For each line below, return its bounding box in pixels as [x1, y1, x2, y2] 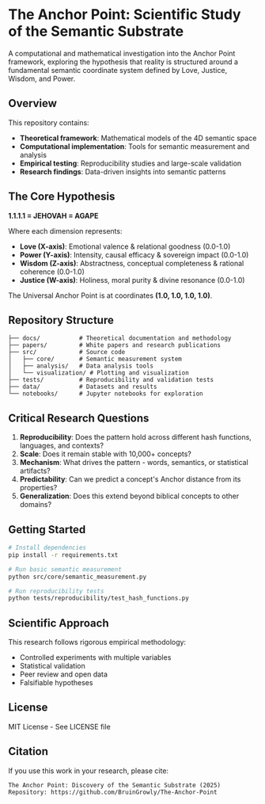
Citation [8, 745, 49, 758]
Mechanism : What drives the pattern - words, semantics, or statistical [19, 458, 249, 467]
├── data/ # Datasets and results [8, 383, 157, 391]
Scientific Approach [8, 616, 109, 630]
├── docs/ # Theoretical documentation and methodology [8, 334, 232, 342]
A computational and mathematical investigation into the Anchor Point [8, 48, 236, 58]
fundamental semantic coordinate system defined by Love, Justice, [8, 65, 228, 74]
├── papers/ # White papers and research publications [8, 341, 221, 349]
